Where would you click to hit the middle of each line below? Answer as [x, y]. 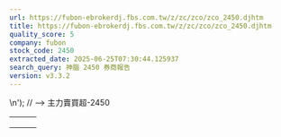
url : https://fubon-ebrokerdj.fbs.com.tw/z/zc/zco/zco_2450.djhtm [136, 17]
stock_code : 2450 [42, 51]
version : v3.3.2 [40, 76]
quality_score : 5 [42, 34]
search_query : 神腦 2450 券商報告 [70, 68]
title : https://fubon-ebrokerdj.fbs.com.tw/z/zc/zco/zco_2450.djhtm [140, 26]
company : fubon [38, 43]
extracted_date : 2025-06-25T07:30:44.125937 [94, 59]
